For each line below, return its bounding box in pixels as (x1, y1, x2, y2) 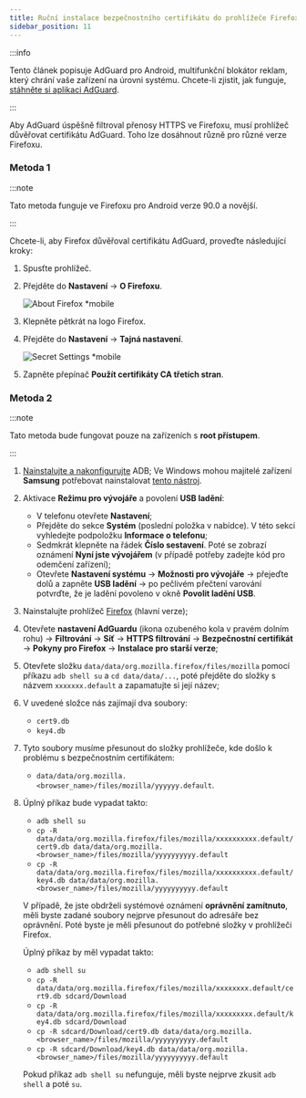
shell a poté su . (22, 1079, 83, 1090)
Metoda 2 (9, 392, 53, 404)
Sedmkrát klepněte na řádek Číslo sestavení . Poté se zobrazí (36, 539, 267, 550)
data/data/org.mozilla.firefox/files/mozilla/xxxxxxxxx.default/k (36, 1009, 294, 1019)
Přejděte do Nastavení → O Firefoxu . (22, 280, 162, 291)
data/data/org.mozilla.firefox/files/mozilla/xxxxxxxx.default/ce (36, 984, 294, 993)
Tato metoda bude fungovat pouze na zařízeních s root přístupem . (9, 430, 260, 441)
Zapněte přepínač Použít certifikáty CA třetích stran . (22, 369, 224, 380)
